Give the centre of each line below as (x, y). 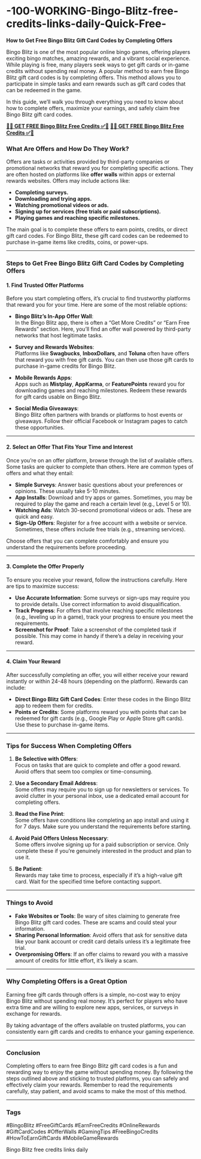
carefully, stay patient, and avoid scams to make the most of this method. (97, 1091)
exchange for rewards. (34, 1013)
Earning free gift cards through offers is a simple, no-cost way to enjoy (93, 994)
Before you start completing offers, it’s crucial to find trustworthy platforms (98, 298)
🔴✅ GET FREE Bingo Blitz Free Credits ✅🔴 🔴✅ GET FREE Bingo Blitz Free (95, 126)
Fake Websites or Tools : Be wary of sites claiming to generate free (98, 916)
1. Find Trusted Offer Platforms (45, 285)
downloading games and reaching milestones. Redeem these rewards (101, 391)
